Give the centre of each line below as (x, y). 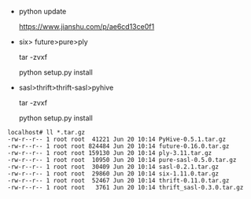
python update (42, 11)
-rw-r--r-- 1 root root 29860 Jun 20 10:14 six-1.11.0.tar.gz (113, 174)
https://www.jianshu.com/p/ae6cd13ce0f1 (87, 26)
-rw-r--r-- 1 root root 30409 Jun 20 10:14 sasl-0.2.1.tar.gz (113, 167)
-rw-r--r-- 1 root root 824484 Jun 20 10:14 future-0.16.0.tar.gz (118, 146)
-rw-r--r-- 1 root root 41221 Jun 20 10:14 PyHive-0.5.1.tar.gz (116, 139)
